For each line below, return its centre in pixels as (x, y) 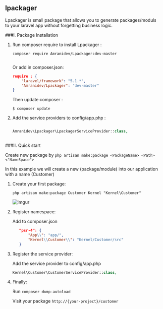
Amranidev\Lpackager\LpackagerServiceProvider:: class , (70, 131)
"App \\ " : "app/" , (46, 235)
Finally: (20, 282)
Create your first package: (39, 184)
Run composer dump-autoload (41, 292)
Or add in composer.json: (38, 67)
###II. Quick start (23, 145)
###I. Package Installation (32, 35)
